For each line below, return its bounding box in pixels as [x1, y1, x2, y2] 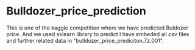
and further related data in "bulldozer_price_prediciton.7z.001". [6, 37, 165, 44]
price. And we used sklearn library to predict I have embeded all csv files [6, 30, 190, 37]
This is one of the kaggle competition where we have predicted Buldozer [6, 24, 189, 31]
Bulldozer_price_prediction [6, 4, 146, 18]
